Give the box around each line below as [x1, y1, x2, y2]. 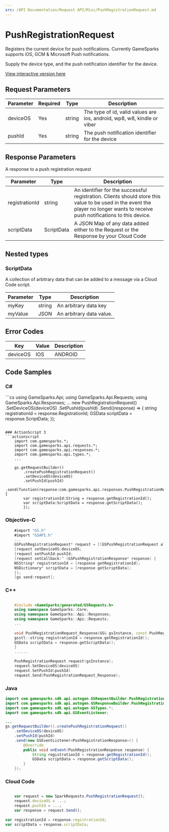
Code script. [5, 282, 31, 288]
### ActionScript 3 [5, 430, 46, 435]
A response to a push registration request [5, 166, 92, 172]
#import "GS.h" [14, 528, 46, 533]
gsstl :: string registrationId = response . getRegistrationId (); [14, 635, 150, 640]
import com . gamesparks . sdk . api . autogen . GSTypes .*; [5, 706, 114, 711]
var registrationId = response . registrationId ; [5, 817, 107, 822]
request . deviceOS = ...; [14, 799, 66, 804]
